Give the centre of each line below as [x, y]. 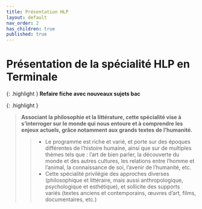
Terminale [32, 77]
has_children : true [31, 29]
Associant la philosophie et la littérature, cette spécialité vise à [101, 117]
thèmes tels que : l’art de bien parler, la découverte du [112, 155]
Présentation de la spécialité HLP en [98, 64]
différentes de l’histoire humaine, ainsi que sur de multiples [118, 148]
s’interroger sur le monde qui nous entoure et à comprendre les [102, 124]
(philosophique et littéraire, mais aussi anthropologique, [114, 180]
